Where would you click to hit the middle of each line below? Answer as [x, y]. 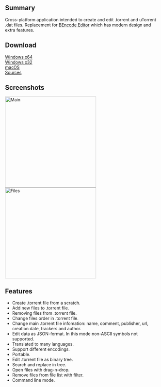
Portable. [21, 355]
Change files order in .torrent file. [45, 318]
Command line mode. [33, 380]
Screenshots [25, 88]
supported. [23, 339]
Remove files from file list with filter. [48, 375]
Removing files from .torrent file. [44, 313]
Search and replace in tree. [39, 365]
